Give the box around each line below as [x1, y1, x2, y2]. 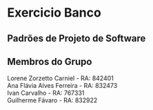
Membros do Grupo [7, 55, 92, 67]
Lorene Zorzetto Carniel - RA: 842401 [7, 74, 114, 82]
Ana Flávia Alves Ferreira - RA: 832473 [7, 82, 118, 90]
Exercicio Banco [7, 5, 101, 21]
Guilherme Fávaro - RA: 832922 [7, 96, 98, 104]
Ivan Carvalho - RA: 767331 [7, 89, 85, 98]
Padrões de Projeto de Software [7, 33, 146, 44]
